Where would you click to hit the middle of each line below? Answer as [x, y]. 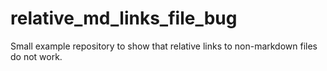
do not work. [36, 56]
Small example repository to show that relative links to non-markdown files [164, 46]
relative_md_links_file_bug [124, 18]
